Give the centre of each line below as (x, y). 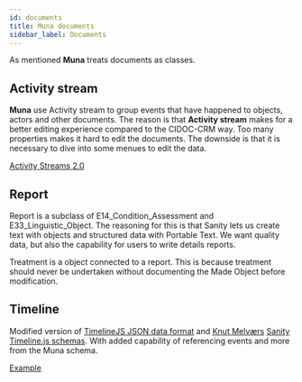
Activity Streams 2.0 (47, 166)
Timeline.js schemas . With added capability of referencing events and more (150, 341)
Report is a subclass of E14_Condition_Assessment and (112, 216)
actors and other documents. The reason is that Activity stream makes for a (151, 120)
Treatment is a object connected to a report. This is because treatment (141, 262)
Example (26, 368)
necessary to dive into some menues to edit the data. (108, 149)
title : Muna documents (52, 26)
